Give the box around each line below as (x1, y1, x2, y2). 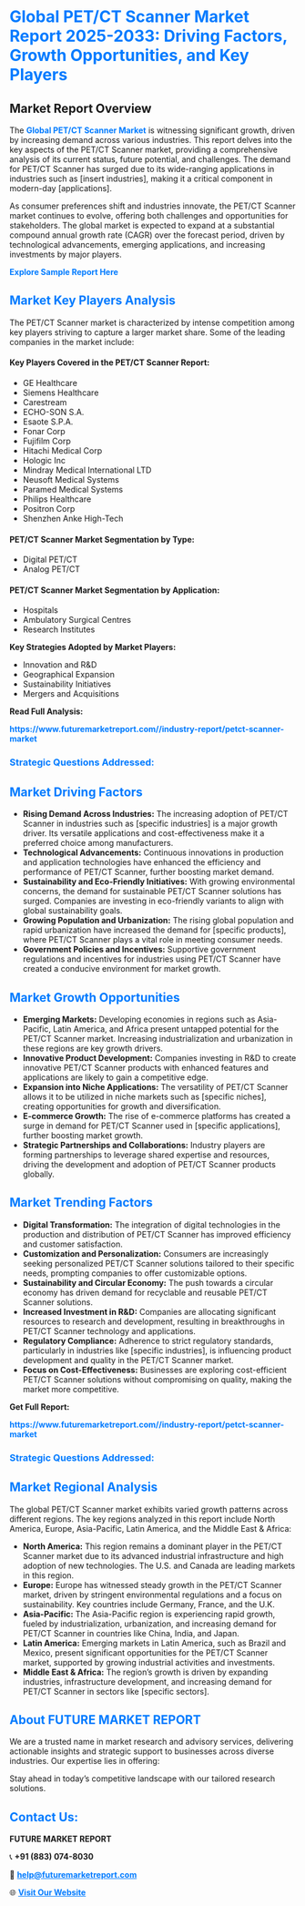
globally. (22, 1168, 55, 1179)
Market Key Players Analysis (9, 293, 176, 309)
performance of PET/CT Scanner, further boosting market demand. (22, 867, 275, 878)
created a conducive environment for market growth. (22, 963, 221, 974)
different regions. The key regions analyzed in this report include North (9, 1514, 276, 1524)
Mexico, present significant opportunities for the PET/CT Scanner (22, 1646, 269, 1658)
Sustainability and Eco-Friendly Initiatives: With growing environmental (22, 876, 296, 887)
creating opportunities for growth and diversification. (22, 1100, 221, 1112)
